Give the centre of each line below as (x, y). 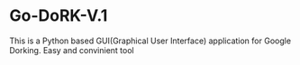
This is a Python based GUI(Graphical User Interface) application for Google (150, 41)
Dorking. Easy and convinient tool (72, 50)
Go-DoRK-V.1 (59, 16)
